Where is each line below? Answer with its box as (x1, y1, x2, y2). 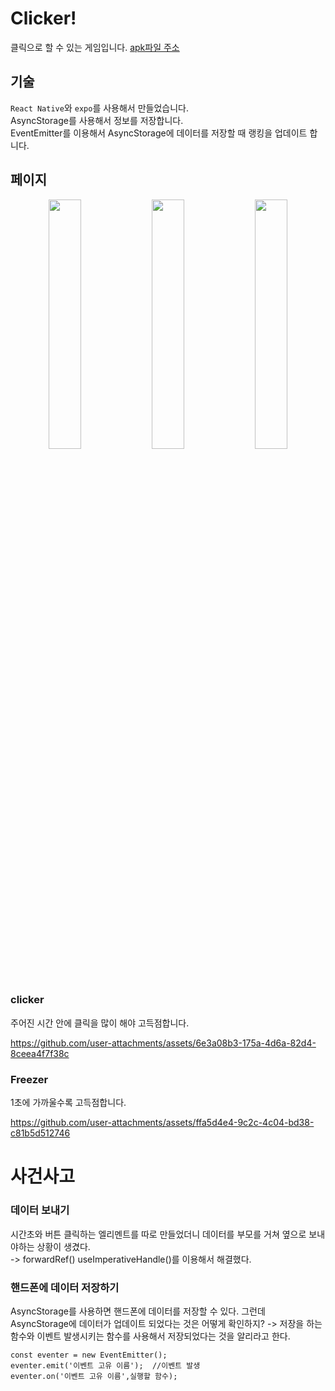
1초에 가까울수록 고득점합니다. (10, 1097, 127, 1109)
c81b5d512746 (10, 1127, 71, 1139)
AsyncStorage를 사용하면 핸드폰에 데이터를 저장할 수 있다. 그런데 (10, 1305, 266, 1317)
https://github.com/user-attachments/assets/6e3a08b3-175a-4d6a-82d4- (10, 1037, 317, 1049)
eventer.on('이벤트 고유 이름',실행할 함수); (10, 1371, 178, 1381)
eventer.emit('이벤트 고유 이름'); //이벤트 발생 (10, 1360, 201, 1371)
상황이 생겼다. (36, 1240, 91, 1252)
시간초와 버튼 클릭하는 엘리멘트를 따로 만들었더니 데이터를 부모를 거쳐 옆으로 (10, 1228, 307, 1240)
